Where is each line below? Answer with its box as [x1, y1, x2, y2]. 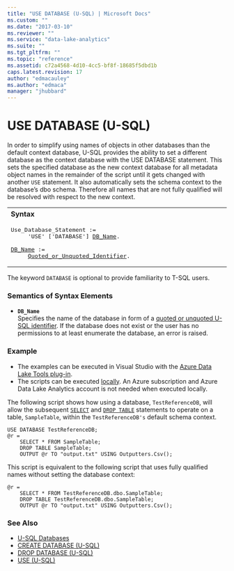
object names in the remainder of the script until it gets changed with [7, 171, 205, 179]
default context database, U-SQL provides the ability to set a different [7, 148, 208, 157]
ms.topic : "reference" [7, 56, 73, 63]
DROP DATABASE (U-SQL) [17, 548, 93, 557]
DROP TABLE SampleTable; [19, 444, 92, 451]
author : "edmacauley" [7, 75, 70, 82]
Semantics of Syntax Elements [7, 290, 114, 300]
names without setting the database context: [7, 470, 136, 478]
